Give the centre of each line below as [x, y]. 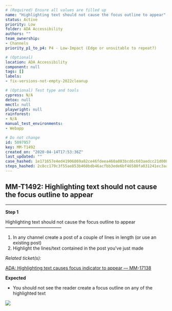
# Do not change [23, 138]
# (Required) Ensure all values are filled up [56, 10]
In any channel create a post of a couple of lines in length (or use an [84, 237]
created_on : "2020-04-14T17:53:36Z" [44, 152]
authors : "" [18, 34]
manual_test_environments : [34, 124]
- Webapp [15, 128]
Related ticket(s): [23, 258]
